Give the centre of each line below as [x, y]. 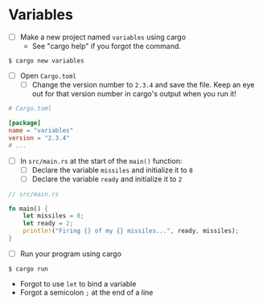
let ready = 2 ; [48, 224]
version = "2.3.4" [39, 138]
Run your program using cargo [71, 254]
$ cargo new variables [46, 61]
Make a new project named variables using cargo [103, 37]
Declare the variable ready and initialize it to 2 [107, 179]
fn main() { [28, 209]
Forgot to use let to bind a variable [78, 284]
